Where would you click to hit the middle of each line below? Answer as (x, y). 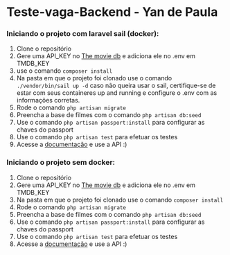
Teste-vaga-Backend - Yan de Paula (112, 12)
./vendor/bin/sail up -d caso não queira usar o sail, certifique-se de (116, 86)
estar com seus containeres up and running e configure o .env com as (117, 93)
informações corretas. (48, 100)
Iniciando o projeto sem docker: (61, 162)
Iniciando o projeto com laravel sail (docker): (83, 34)
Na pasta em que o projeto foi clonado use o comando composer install (120, 200)
